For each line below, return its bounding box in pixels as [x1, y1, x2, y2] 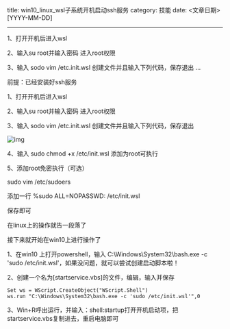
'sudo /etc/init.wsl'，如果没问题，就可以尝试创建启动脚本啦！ [7, 259, 179, 267]
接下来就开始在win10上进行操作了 [7, 236, 101, 243]
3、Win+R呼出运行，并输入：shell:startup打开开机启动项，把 [7, 306, 179, 314]
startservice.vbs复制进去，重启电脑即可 [7, 315, 119, 322]
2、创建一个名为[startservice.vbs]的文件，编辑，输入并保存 [7, 273, 175, 281]
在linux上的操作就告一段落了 [7, 221, 87, 229]
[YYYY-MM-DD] [7, 14, 53, 22]
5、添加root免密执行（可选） [7, 164, 88, 172]
